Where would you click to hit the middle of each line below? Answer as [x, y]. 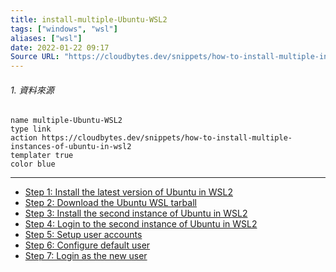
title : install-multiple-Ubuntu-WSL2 [89, 19]
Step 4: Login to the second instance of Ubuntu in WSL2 [141, 224]
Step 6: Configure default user [87, 245]
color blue [33, 164]
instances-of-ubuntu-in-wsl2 [71, 147]
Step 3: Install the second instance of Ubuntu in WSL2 [136, 213]
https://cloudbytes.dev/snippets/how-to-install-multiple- [167, 138]
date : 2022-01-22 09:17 [60, 47]
